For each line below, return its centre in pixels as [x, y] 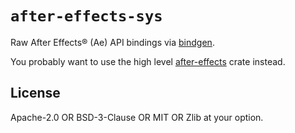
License [35, 93]
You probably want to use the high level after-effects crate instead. [148, 61]
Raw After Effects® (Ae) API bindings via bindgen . [112, 42]
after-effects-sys [86, 16]
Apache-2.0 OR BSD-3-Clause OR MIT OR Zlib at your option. [137, 117]
